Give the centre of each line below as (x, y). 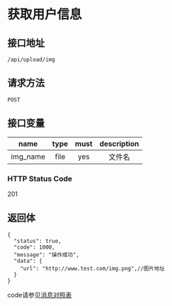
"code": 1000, (34, 247)
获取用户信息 (45, 15)
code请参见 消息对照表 (40, 295)
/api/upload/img (31, 59)
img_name (28, 157)
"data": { (28, 261)
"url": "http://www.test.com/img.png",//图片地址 (92, 268)
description (119, 144)
